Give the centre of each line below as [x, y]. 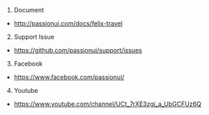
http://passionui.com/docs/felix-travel [68, 23]
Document [29, 10]
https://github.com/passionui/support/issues [78, 50]
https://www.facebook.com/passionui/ [69, 77]
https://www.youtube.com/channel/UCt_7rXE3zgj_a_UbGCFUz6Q [108, 104]
